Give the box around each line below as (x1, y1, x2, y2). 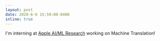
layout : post (5, 7, 33, 12)
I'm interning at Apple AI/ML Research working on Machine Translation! (5, 30, 155, 36)
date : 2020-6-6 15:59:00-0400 (5, 12, 70, 17)
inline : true (5, 16, 33, 21)
